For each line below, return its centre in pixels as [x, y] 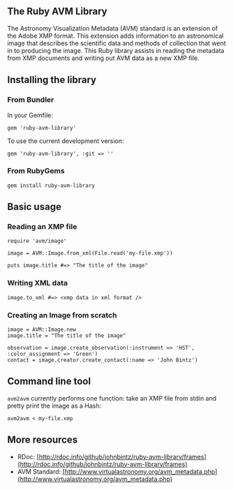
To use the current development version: [66, 141]
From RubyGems [36, 171]
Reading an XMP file [42, 227]
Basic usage [34, 207]
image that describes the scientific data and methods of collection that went [117, 43]
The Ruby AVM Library [57, 12]
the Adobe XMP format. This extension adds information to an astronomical [115, 36]
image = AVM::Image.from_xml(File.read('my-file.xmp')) [90, 253]
